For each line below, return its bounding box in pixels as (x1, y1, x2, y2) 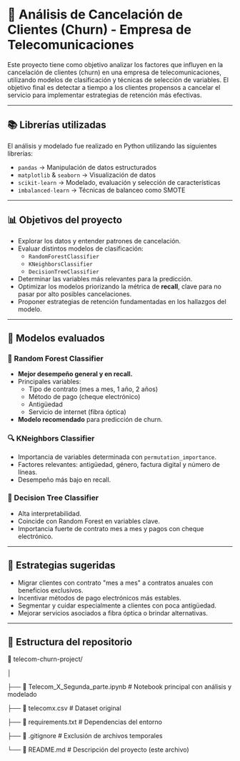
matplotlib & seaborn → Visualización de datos (17, 171, 156, 179)
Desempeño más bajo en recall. (17, 475, 111, 484)
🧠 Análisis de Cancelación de (7, 6, 184, 23)
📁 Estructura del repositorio (7, 636, 133, 648)
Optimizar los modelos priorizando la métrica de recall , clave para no (17, 282, 221, 291)
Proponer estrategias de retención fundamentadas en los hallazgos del (17, 297, 226, 306)
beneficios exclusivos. (17, 585, 84, 595)
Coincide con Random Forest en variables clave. (17, 517, 161, 525)
